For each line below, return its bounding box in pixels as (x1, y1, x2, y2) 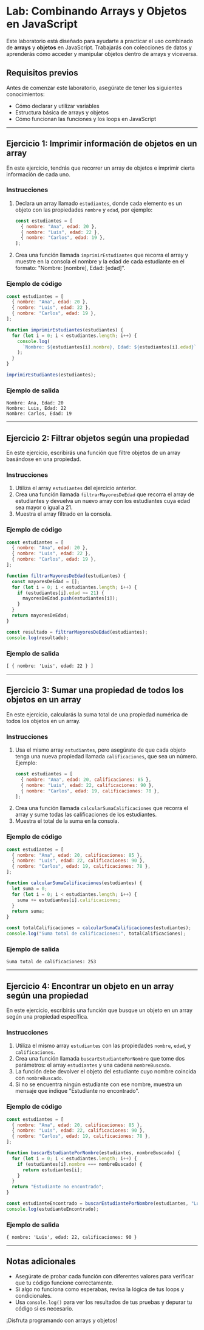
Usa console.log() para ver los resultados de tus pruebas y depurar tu (15, 1298, 192, 1306)
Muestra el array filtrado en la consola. (15, 510, 112, 518)
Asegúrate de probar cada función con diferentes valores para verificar (15, 1272, 194, 1280)
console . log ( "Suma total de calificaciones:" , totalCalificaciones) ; (6, 930, 186, 937)
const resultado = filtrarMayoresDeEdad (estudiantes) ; (6, 629, 148, 635)
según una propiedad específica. (6, 1013, 89, 1020)
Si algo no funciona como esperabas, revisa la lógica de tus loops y (15, 1285, 184, 1293)
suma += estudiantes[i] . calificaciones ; (17, 897, 121, 903)
